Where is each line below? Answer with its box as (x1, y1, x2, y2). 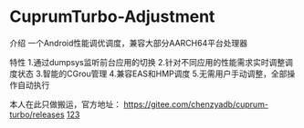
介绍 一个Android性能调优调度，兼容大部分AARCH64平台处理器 (9, 37, 248, 48)
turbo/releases (9, 109, 66, 120)
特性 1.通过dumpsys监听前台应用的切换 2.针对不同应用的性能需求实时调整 (9, 56, 286, 67)
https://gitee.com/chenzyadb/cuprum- (122, 98, 269, 110)
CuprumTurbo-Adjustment (9, 6, 215, 27)
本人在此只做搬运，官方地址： (9, 98, 121, 110)
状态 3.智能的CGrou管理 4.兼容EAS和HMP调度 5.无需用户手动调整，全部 (16, 68, 288, 79)
